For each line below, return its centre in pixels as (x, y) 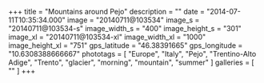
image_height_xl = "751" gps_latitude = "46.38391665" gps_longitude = (126, 45)
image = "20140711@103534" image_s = (133, 20)
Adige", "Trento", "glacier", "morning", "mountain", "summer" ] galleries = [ (131, 62)
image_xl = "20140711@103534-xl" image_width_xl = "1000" (107, 37)
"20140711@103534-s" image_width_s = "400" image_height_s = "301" (125, 28)
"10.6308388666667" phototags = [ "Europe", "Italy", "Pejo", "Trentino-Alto (132, 54)
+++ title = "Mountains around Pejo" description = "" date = (107, 12)
